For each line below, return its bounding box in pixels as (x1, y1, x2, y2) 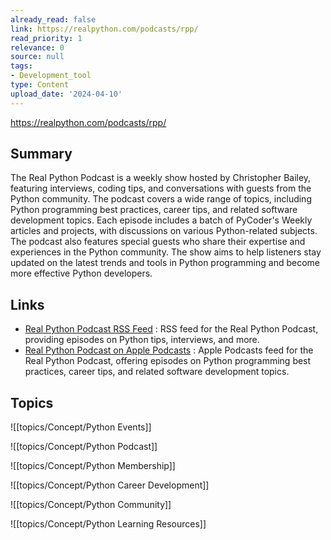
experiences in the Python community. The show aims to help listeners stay (10, 246, 322, 258)
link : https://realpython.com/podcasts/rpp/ (10, 24, 199, 34)
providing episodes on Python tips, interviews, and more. (24, 334, 260, 346)
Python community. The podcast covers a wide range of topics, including (10, 193, 312, 205)
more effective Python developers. (10, 267, 153, 280)
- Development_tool (10, 71, 92, 81)
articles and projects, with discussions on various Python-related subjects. (10, 225, 318, 237)
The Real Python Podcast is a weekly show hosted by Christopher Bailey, (10, 172, 312, 184)
